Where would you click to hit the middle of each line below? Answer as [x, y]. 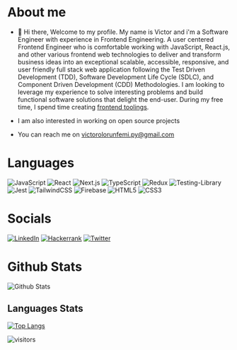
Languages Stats [45, 309]
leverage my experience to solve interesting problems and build [110, 92]
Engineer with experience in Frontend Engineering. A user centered [116, 39]
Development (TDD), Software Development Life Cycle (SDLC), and [116, 77]
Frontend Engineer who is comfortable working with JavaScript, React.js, [124, 47]
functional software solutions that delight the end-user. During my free [120, 99]
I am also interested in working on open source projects [99, 120]
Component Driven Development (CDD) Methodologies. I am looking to [121, 84]
